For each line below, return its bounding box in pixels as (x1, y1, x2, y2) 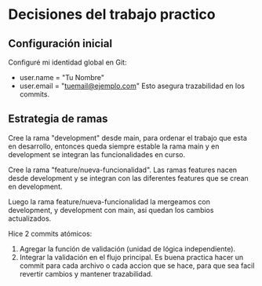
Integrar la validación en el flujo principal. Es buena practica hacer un (19, 252, 244, 262)
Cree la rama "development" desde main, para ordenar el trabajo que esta (8, 133, 247, 142)
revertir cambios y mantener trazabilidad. (19, 269, 153, 278)
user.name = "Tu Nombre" (19, 73, 104, 82)
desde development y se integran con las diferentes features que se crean (8, 173, 249, 182)
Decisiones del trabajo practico (8, 5, 216, 24)
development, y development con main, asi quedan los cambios (8, 205, 214, 214)
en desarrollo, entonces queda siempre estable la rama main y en (8, 141, 220, 151)
